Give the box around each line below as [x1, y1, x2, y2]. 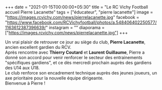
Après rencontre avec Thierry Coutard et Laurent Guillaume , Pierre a [5, 49, 145, 55]
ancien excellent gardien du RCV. [5, 45, 72, 50]
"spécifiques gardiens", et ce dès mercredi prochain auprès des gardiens [5, 60, 152, 65]
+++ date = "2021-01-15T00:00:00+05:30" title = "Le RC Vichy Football [5, 4, 148, 10]
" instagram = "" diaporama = [45, 25, 105, 30]
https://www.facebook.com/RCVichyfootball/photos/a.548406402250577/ [7, 19, 157, 25]
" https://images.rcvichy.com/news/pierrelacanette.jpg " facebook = [5, 15, 140, 20]
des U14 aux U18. [5, 65, 40, 71]
